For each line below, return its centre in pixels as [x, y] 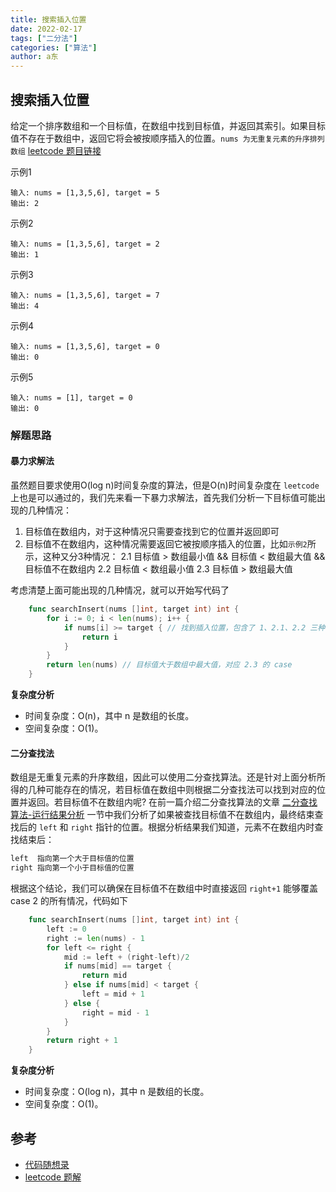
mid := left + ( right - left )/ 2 [126, 957]
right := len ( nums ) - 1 [95, 938]
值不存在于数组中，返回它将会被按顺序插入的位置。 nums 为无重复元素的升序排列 [167, 138]
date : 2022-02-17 [46, 29]
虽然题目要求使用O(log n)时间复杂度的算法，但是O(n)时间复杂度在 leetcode [165, 485]
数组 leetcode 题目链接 [56, 150]
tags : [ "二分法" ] [44, 38]
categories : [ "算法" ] [54, 47]
